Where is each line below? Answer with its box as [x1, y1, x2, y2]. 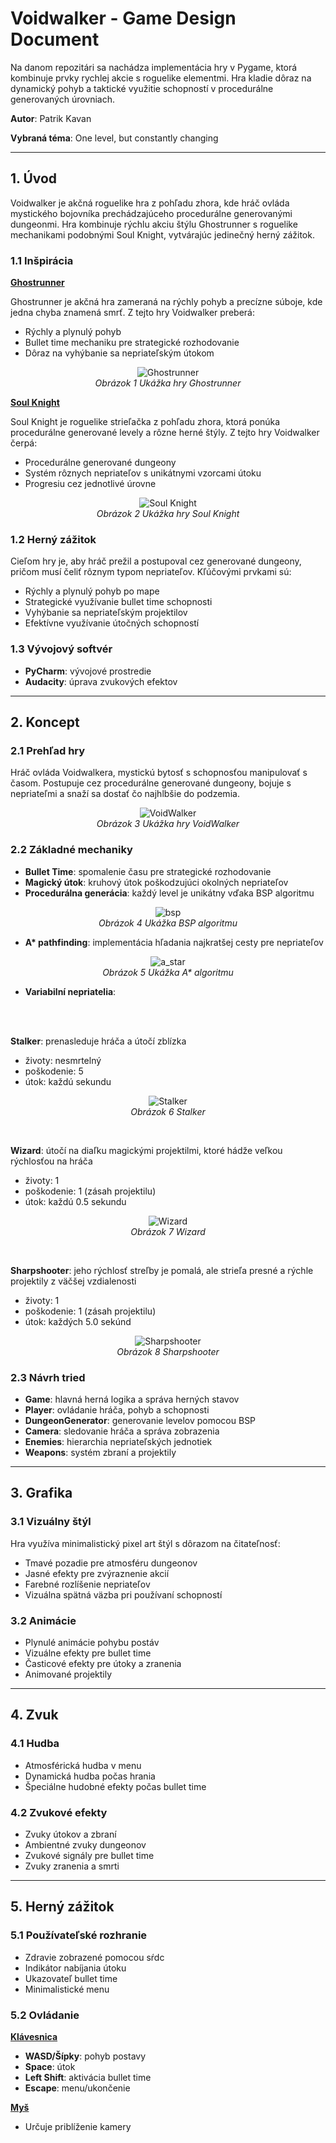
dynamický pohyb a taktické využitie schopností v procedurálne [10, 82, 274, 94]
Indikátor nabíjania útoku [24, 1962, 127, 1974]
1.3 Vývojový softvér [10, 642, 113, 656]
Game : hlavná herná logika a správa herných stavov [24, 1393, 240, 1405]
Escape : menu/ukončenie [24, 2082, 131, 2094]
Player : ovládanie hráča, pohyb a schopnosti [24, 1403, 210, 1416]
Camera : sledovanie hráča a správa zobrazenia [24, 1425, 220, 1437]
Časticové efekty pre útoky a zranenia [24, 1657, 182, 1669]
